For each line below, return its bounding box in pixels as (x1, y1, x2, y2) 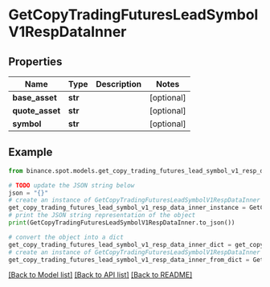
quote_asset (12, 105, 61, 116)
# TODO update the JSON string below (8, 181, 135, 190)
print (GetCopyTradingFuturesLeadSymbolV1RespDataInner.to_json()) (8, 219, 235, 227)
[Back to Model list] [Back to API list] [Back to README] (8, 270, 193, 280)
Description (96, 79, 142, 89)
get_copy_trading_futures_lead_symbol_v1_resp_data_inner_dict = (8, 240, 231, 248)
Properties (8, 55, 63, 68)
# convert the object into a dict (8, 233, 125, 241)
